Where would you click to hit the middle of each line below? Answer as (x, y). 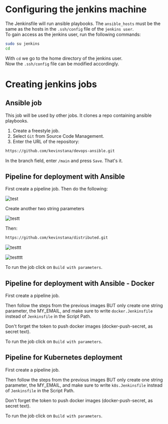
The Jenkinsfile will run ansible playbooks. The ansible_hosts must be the (83, 23)
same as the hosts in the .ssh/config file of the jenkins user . (69, 29)
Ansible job (24, 103)
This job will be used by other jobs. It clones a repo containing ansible (78, 115)
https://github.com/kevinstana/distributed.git (57, 238)
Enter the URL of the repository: (46, 141)
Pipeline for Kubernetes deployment (64, 357)
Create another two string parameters (45, 209)
